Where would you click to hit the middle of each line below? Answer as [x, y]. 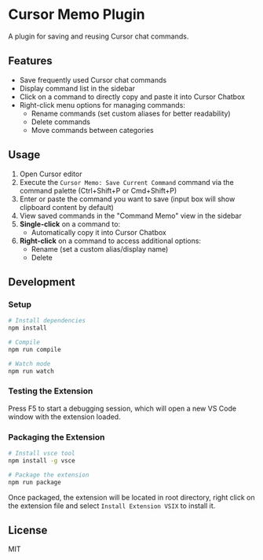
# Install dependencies [47, 321]
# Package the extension [49, 475]
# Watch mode [29, 363]
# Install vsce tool [42, 454]
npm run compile [35, 349]
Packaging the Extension [57, 437]
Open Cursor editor [51, 174]
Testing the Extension [51, 391]
